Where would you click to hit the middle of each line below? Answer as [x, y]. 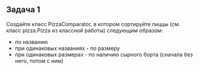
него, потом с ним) [39, 61]
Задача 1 [23, 10]
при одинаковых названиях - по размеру [67, 48]
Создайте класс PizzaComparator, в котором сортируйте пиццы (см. [93, 24]
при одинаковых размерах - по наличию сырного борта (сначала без [104, 54]
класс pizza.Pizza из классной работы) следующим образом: [85, 30]
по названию [31, 42]
